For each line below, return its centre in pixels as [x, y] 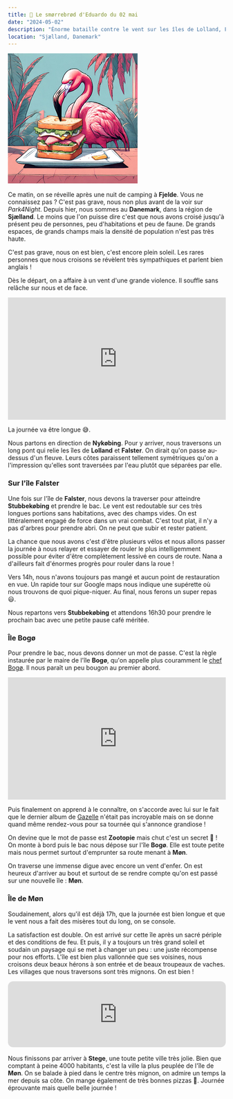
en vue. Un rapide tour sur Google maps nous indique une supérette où [109, 584]
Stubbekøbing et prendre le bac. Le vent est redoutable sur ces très [105, 506]
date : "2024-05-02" [36, 22]
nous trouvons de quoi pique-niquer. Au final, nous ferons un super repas [112, 591]
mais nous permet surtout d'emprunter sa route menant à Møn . [98, 853]
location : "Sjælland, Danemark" [54, 37]
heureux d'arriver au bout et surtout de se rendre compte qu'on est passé [113, 874]
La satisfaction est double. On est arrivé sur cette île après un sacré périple [115, 935]
